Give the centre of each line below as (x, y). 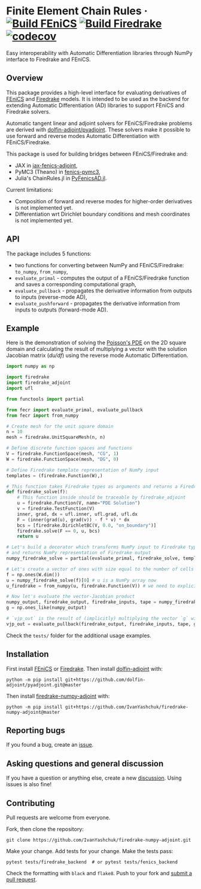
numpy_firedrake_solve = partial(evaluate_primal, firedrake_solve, (93, 558)
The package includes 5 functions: (49, 253)
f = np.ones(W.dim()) (33, 575)
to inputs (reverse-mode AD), (51, 297)
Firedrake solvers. (28, 111)
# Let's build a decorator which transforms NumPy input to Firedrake (96, 547)
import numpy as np (31, 366)
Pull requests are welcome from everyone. (58, 818)
